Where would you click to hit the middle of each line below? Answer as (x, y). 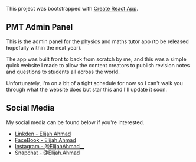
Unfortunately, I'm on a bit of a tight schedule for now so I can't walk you (94, 83)
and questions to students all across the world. (63, 72)
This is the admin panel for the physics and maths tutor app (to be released (97, 41)
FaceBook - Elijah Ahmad (45, 140)
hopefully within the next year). (44, 47)
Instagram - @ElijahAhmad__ (49, 146)
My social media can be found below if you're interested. (75, 122)
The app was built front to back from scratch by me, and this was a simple (97, 59)
